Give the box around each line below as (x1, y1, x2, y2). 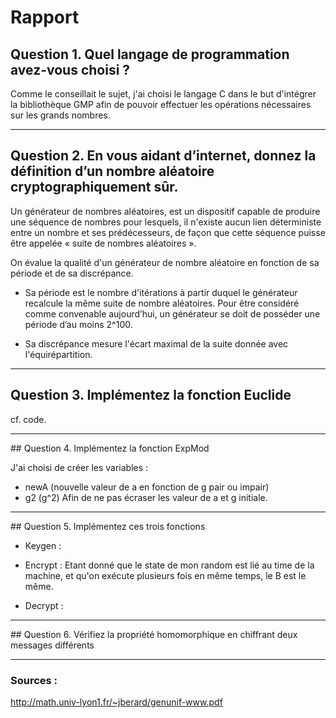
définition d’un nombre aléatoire (10, 163, 215, 180)
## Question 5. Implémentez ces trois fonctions (10, 520, 206, 532)
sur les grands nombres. (10, 109, 111, 121)
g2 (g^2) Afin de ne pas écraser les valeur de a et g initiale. (24, 491, 268, 503)
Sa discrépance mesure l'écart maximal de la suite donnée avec (24, 337, 289, 350)
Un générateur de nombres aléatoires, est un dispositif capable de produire (10, 205, 321, 217)
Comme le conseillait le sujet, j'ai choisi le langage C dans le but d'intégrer (10, 88, 317, 100)
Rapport (10, 6, 80, 29)
